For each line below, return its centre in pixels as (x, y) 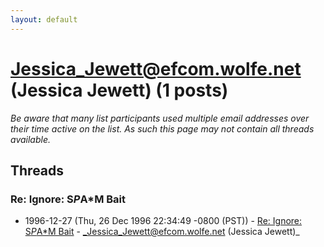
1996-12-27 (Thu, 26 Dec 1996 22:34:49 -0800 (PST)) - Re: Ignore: (163, 221)
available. (31, 139)
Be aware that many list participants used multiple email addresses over (160, 118)
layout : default (44, 19)
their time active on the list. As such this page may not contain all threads (162, 128)
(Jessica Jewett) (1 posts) (119, 90)
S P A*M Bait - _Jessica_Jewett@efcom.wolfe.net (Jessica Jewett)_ (162, 232)
